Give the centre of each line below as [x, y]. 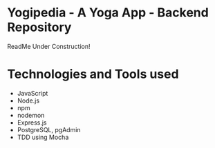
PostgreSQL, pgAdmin [49, 129]
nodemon [31, 115]
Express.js [32, 123]
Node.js [28, 101]
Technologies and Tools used [93, 74]
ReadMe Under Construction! [49, 46]
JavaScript [32, 93]
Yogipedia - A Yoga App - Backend [108, 13]
